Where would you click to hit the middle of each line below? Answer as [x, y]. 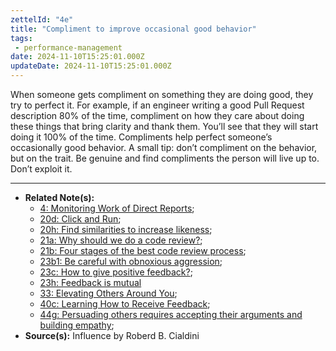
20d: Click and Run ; [80, 219]
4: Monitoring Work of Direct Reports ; [117, 208]
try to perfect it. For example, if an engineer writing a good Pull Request [157, 105]
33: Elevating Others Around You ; [108, 293]
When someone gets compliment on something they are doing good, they [162, 94]
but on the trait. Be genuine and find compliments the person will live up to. [165, 158]
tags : [21, 38]
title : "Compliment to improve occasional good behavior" [133, 29]
